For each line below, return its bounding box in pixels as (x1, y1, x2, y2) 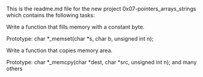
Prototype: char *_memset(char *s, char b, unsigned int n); (6, 35, 154, 42)
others (6, 65, 23, 72)
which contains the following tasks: (6, 12, 95, 19)
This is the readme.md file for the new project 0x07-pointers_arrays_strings (6, 5, 197, 12)
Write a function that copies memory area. (6, 47, 113, 54)
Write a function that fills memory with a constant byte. (6, 24, 145, 30)
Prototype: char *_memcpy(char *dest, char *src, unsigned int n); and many (6, 59, 197, 65)
